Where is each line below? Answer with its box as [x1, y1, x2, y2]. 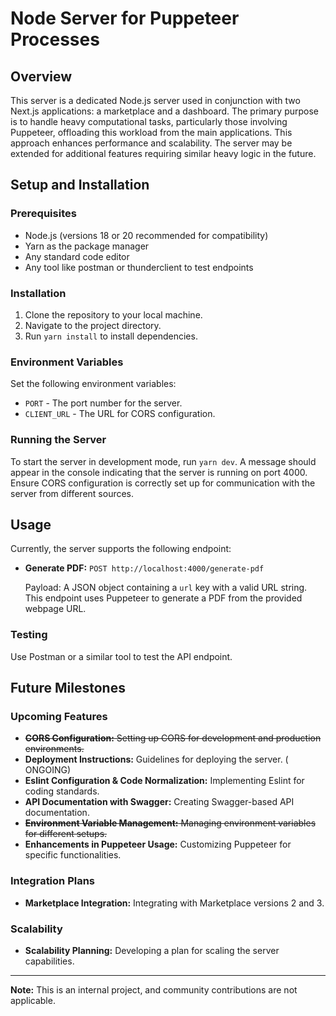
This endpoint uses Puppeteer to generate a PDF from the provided [24, 592, 303, 604]
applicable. [10, 994, 56, 1006]
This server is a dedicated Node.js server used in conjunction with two [10, 95, 301, 106]
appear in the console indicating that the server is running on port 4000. [10, 466, 308, 478]
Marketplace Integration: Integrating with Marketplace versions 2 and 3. [24, 897, 325, 909]
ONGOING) [24, 764, 72, 776]
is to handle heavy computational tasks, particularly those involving [10, 116, 288, 127]
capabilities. [24, 955, 75, 967]
